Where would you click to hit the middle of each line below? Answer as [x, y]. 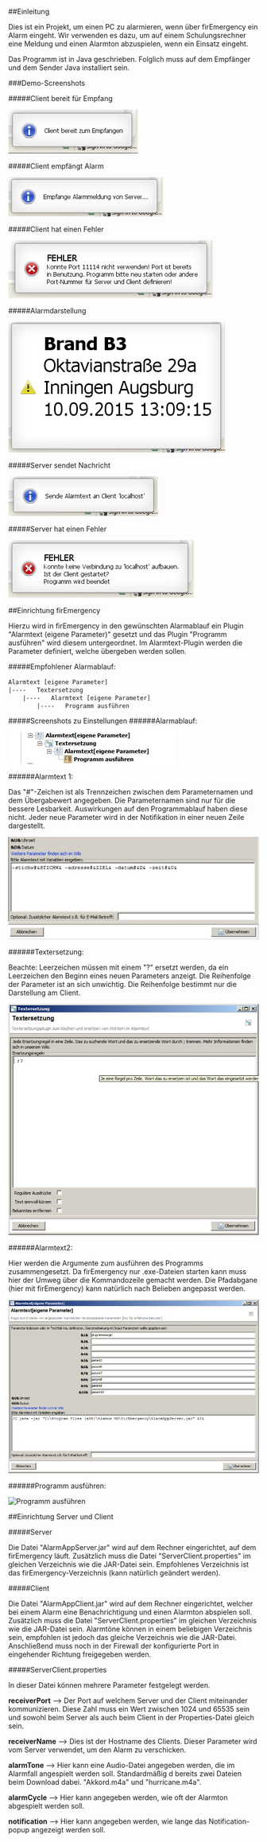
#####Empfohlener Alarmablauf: [62, 666]
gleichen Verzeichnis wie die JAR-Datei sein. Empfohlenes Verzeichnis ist [128, 1564]
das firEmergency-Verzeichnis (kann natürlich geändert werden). [114, 1573]
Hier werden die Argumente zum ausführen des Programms [106, 1263]
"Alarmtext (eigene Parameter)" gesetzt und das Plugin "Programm [118, 634]
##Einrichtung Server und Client [61, 1517]
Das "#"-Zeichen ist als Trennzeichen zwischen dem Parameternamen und [131, 792]
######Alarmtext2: [41, 1248]
